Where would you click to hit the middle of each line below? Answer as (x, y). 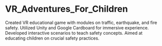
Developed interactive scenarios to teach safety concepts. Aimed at (74, 33)
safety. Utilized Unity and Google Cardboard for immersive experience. (77, 27)
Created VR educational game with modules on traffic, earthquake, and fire (81, 23)
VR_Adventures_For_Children (66, 9)
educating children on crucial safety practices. (52, 38)
